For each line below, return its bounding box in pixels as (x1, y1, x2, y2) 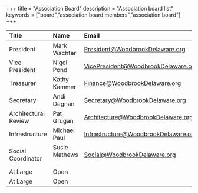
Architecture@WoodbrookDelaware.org (84, 113, 193, 121)
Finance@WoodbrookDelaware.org (84, 79, 181, 87)
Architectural (9, 109, 45, 117)
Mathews (52, 151, 78, 159)
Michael (52, 126, 75, 135)
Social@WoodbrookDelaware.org (84, 151, 176, 159)
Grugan (52, 117, 74, 125)
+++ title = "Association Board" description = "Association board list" (6, 5, 174, 12)
